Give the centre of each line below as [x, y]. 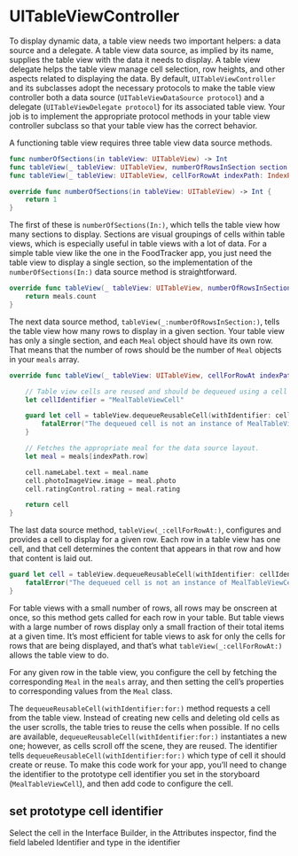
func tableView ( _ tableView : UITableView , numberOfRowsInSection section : [150, 167]
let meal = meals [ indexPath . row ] [87, 456]
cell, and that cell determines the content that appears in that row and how [145, 549]
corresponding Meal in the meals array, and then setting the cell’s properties [147, 681]
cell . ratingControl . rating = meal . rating [102, 489]
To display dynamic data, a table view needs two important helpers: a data [145, 41]
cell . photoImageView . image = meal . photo [101, 480]
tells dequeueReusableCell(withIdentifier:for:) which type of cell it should [148, 755]
